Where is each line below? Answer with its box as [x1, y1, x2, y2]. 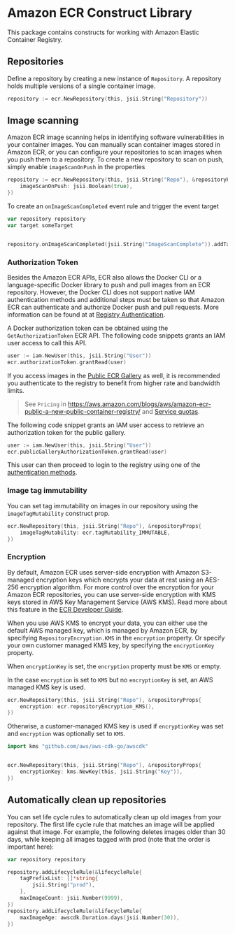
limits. [7, 386, 24, 394]
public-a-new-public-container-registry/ [24, 407, 141, 415]
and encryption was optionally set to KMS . [7, 729, 126, 738]
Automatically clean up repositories [7, 794, 166, 806]
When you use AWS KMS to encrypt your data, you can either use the [7, 619, 208, 627]
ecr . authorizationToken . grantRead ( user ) [7, 359, 127, 366]
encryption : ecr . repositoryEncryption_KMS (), [20, 703, 155, 710]
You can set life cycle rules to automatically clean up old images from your [7, 812, 222, 821]
